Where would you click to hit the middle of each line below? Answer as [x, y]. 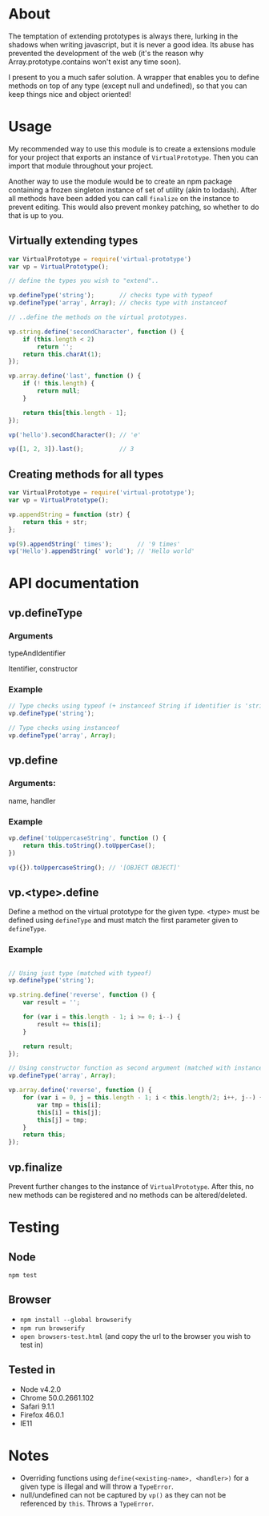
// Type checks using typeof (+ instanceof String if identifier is [125, 706]
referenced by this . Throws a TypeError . [87, 1503]
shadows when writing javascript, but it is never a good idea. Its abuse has [131, 44]
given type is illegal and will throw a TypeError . [96, 1486]
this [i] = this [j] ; [70, 1112]
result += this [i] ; [70, 1024]
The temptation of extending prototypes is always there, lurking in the [123, 36]
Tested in [32, 1370]
